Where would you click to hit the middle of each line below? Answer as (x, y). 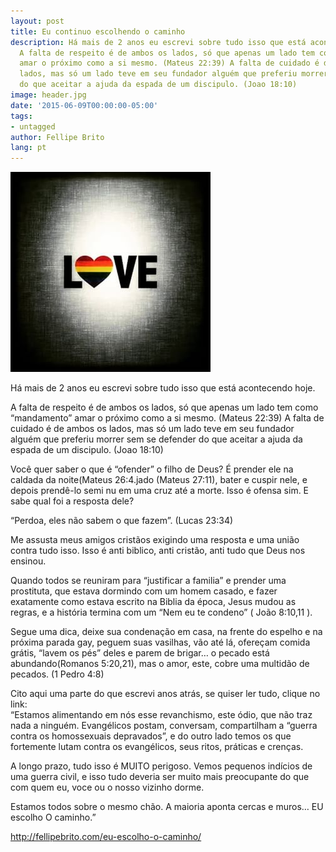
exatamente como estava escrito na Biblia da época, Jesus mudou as (153, 602)
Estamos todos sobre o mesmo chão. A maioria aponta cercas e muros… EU (167, 807)
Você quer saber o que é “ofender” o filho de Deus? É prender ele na (152, 469)
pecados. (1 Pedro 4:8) (57, 674)
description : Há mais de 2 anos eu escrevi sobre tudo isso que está (158, 42)
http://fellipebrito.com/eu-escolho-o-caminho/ (106, 837)
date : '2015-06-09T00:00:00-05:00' (84, 105)
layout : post (37, 21)
